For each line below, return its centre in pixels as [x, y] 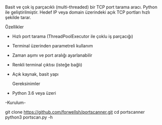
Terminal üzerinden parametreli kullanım [52, 46]
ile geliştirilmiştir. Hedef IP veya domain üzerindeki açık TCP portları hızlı [78, 12]
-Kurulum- [15, 103]
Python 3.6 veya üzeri [34, 93]
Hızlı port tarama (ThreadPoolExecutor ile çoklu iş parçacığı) [72, 36]
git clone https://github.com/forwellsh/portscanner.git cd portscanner [75, 112]
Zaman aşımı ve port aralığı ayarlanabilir [52, 55]
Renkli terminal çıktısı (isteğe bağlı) [47, 65]
